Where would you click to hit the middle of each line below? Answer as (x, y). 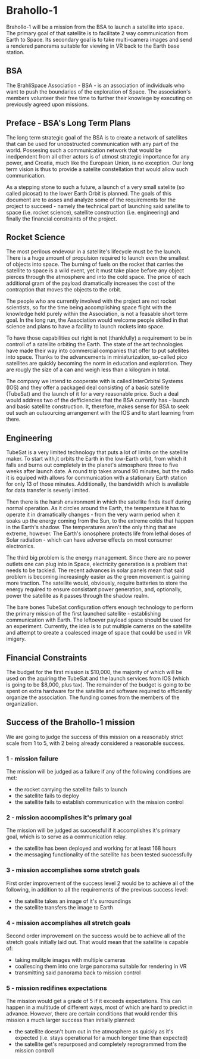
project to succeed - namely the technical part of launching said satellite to (98, 206)
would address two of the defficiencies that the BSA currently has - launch (98, 400)
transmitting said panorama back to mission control (78, 973)
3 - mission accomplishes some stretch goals (73, 870)
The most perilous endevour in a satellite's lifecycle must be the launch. (94, 251)
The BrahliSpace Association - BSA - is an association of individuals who (96, 85)
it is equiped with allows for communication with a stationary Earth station (97, 478)
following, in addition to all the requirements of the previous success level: (97, 889)
